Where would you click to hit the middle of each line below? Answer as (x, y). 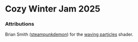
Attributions (20, 24)
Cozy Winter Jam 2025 (53, 9)
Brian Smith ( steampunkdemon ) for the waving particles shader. (69, 34)
